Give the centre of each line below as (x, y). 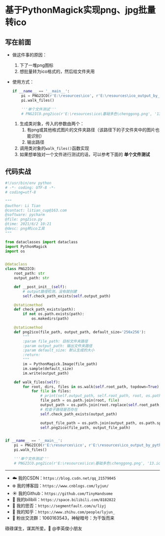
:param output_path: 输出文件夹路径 (57, 346)
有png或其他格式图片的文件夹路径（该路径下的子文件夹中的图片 (91, 130)
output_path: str (32, 278)
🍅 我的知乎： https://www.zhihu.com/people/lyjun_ (64, 511)
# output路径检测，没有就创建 (50, 291)
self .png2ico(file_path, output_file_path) (85, 428)
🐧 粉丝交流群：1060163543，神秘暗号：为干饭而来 (63, 518)
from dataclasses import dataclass (41, 242)
